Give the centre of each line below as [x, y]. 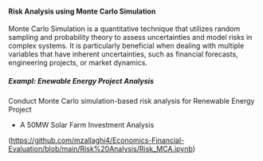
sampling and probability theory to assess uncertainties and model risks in [130, 37]
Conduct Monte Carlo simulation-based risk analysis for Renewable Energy [131, 101]
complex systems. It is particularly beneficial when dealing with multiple [126, 46]
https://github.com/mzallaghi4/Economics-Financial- [98, 140]
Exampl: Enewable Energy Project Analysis [81, 80]
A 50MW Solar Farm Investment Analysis [87, 125]
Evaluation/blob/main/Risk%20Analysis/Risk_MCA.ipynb [100, 149]
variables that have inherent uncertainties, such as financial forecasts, [123, 54]
